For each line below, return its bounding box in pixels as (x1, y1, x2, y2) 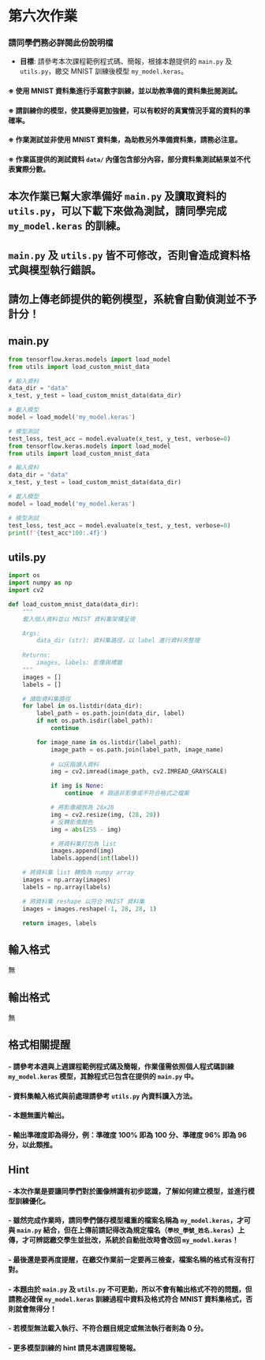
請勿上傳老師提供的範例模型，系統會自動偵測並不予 (8, 292, 257, 306)
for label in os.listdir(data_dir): (22, 702, 144, 710)
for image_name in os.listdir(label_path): (36, 738, 181, 746)
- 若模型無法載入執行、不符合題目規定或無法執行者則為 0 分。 (8, 1324, 207, 1333)
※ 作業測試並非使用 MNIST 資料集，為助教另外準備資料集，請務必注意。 (8, 135, 242, 144)
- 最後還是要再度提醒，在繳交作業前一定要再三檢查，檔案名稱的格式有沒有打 (8, 1254, 255, 1264)
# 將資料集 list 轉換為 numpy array (22, 869, 135, 877)
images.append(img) (50, 847, 114, 855)
